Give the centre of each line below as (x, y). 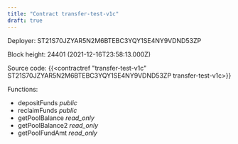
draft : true (25, 20)
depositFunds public (48, 102)
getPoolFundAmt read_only (58, 133)
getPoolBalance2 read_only (58, 125)
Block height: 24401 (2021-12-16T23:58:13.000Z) (79, 54)
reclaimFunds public (47, 110)
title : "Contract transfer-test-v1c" (63, 14)
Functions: (23, 89)
